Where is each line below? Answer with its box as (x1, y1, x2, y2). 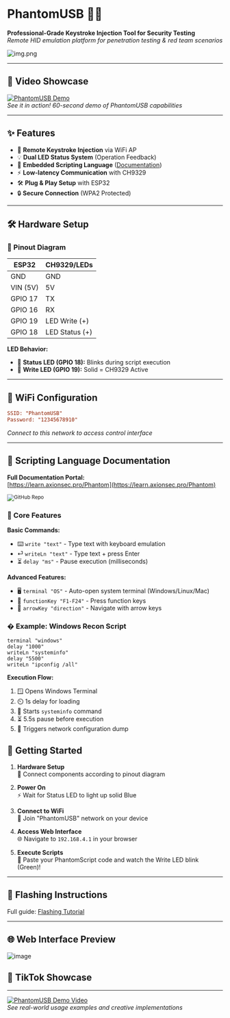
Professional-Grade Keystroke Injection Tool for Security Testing (7, 29, 195, 37)
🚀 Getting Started (7, 745, 83, 756)
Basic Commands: (7, 525, 60, 534)
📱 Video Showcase (7, 75, 89, 88)
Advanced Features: (7, 573, 66, 581)
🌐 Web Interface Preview (7, 934, 116, 945)
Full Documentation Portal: (7, 473, 86, 482)
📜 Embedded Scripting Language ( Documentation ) (16, 160, 162, 169)
